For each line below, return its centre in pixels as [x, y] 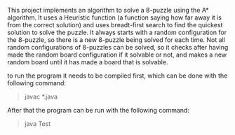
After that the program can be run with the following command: [98, 110]
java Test [38, 124]
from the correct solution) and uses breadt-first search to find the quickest [115, 25]
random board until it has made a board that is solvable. [88, 62]
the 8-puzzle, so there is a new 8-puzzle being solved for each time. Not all [116, 40]
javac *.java [41, 97]
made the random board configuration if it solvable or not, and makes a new [117, 55]
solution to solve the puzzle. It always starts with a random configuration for [117, 32]
